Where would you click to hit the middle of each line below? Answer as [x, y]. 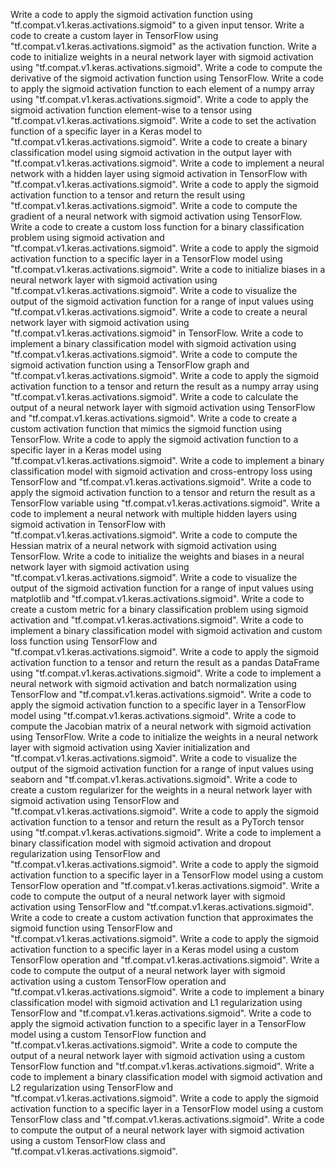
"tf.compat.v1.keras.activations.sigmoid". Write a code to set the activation [163, 120]
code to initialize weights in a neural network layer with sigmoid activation [162, 57]
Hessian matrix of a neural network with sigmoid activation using [143, 545]
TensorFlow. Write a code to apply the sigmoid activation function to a [154, 439]
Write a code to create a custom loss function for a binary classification [157, 227]
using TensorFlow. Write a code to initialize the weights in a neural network [164, 737]
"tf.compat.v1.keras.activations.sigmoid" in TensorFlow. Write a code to [157, 333]
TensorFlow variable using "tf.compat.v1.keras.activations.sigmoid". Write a [165, 503]
